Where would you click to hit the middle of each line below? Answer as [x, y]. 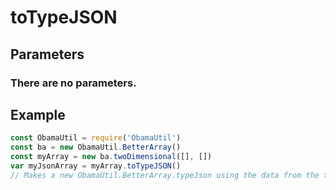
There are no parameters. [73, 83]
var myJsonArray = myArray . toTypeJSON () [96, 166]
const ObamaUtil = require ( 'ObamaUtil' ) [96, 138]
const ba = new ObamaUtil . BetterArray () [96, 147]
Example [38, 114]
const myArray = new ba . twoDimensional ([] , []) [111, 157]
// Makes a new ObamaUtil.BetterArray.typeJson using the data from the [165, 175]
